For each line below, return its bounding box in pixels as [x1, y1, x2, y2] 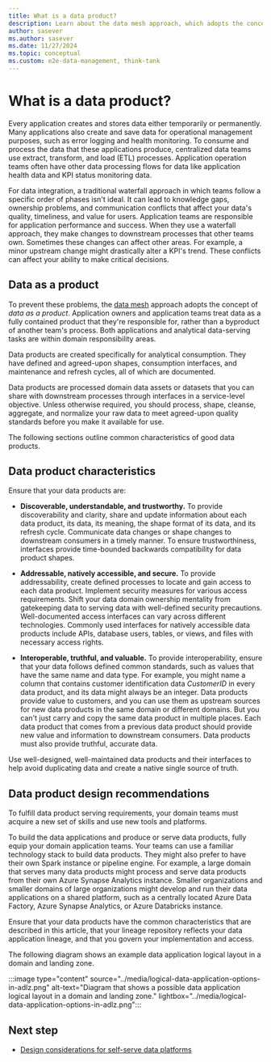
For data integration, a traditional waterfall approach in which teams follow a [8, 185, 261, 195]
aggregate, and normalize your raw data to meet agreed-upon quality [8, 408, 239, 417]
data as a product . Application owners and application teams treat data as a [8, 308, 261, 318]
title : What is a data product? [8, 11, 117, 20]
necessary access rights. [19, 637, 104, 647]
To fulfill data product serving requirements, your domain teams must [8, 808, 239, 818]
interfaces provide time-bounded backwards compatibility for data [19, 544, 242, 554]
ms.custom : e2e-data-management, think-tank [8, 57, 161, 66]
